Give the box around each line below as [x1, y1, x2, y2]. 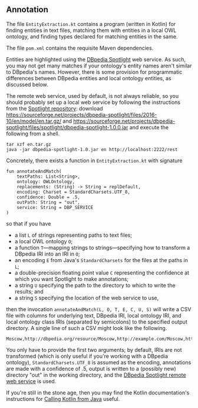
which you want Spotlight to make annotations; [14, 275, 129, 282]
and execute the [129, 123, 169, 130]
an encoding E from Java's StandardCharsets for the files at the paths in [14, 256, 189, 263]
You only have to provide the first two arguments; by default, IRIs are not [6, 346, 182, 353]
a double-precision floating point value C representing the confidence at [14, 269, 190, 276]
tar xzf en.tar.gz [6, 141, 51, 147]
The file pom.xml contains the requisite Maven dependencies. [6, 44, 154, 51]
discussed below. [6, 81, 48, 88]
